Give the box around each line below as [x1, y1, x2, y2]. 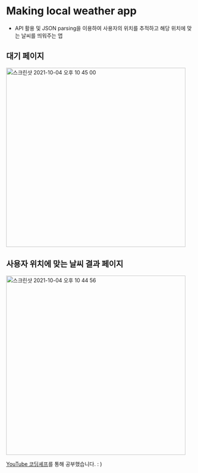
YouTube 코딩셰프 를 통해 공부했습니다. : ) [6, 460, 102, 468]
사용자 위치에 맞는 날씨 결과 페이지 [6, 259, 124, 269]
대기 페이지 [6, 51, 45, 61]
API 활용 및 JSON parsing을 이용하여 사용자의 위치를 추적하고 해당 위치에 [14, 24, 186, 32]
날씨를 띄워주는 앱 [21, 32, 63, 39]
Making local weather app [6, 4, 137, 18]
